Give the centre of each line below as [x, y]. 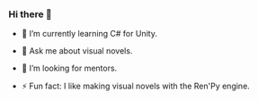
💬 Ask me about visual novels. [77, 51]
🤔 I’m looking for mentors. [69, 68]
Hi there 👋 [31, 14]
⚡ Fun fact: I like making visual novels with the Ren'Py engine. [136, 86]
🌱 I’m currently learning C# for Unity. [89, 34]
